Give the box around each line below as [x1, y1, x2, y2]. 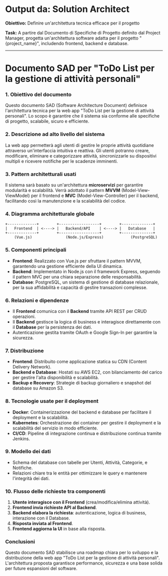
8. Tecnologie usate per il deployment [5, 397, 99, 404]
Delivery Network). [12, 364, 51, 370]
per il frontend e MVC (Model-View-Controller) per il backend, [30, 192, 159, 198]
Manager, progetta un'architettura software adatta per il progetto [5, 35, 138, 41]
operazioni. [12, 313, 36, 319]
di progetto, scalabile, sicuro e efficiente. [5, 118, 89, 124]
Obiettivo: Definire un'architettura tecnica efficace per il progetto [5, 20, 140, 26]
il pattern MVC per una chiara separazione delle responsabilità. [12, 273, 142, 279]
